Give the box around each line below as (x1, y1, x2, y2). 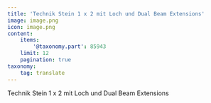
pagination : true (20, 56, 72, 63)
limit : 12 (20, 50, 50, 57)
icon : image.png (7, 23, 55, 30)
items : (20, 37, 40, 44)
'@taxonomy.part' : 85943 (33, 43, 107, 50)
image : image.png (7, 17, 59, 24)
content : (7, 30, 33, 37)
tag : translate (20, 69, 65, 76)
